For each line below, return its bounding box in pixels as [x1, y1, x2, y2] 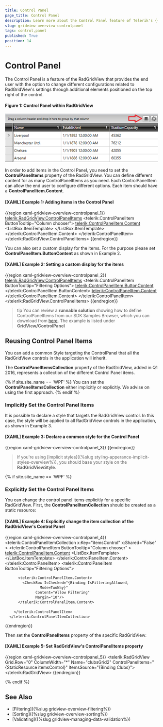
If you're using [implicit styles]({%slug [16, 454, 94, 460]
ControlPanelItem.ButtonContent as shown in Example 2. [5, 250, 121, 256]
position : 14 [5, 39, 32, 44]
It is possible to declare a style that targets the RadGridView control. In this [5, 412, 154, 418]
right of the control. [5, 91, 44, 97]
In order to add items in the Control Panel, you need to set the [5, 168, 129, 173]
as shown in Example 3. [5, 423, 52, 428]
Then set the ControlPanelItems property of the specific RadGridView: [5, 632, 147, 638]
